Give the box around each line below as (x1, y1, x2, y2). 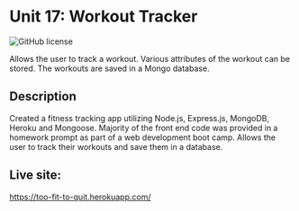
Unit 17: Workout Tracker (9, 6, 198, 27)
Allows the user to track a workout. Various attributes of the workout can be (9, 53, 291, 64)
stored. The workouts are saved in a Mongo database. (9, 63, 210, 74)
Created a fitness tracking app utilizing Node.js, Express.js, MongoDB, (9, 112, 270, 123)
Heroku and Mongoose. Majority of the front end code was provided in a (9, 122, 278, 133)
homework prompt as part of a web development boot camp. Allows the (9, 132, 276, 143)
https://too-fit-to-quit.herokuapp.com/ (9, 191, 151, 202)
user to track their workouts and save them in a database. (9, 141, 223, 152)
